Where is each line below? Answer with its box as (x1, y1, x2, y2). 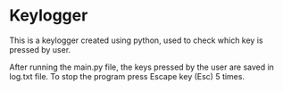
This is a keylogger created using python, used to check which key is (9, 35, 263, 45)
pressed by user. (9, 44, 71, 54)
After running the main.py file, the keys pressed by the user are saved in (9, 62, 275, 72)
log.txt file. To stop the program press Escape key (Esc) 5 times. (9, 70, 246, 81)
